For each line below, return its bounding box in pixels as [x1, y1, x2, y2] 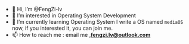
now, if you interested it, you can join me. [11, 24, 113, 32]
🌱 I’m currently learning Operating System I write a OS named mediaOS [11, 18, 184, 25]
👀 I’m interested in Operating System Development [11, 12, 136, 19]
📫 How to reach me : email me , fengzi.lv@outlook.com [11, 32, 151, 38]
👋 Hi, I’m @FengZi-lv [11, 6, 63, 12]
